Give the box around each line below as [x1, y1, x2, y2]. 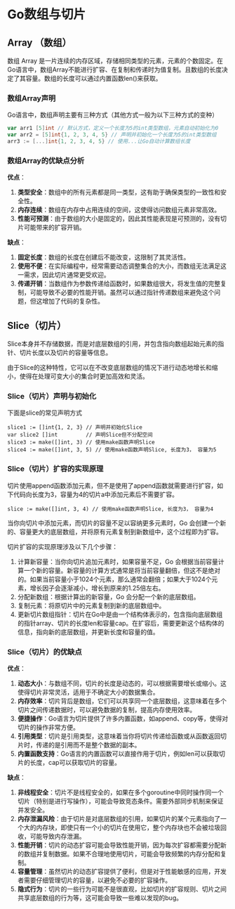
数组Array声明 [7, 93, 56, 103]
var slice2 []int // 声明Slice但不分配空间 [7, 432, 153, 439]
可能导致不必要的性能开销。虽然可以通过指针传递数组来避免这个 [29, 288, 215, 297]
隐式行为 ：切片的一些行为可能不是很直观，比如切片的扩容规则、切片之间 [17, 884, 227, 893]
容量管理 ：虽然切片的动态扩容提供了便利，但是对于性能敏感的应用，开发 [17, 867, 227, 875]
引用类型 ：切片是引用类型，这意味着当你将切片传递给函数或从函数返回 [17, 732, 221, 740]
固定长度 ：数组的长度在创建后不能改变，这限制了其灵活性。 [17, 253, 190, 262]
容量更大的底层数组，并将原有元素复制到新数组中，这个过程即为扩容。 [19, 527, 222, 536]
